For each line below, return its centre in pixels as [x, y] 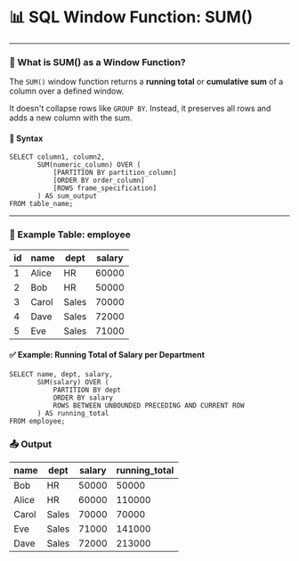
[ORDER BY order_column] [99, 181]
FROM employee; [37, 421]
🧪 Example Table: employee [70, 235]
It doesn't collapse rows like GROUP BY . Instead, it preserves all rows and [140, 109]
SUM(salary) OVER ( [73, 382]
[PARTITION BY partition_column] [115, 173]
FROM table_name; [41, 204]
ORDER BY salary [83, 398]
